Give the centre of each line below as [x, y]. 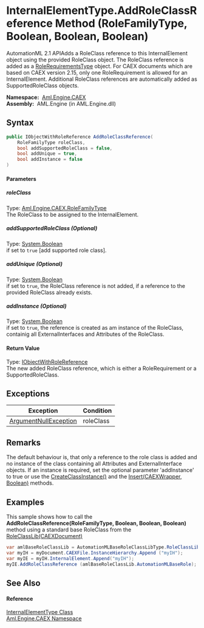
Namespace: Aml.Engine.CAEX [46, 97]
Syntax [20, 123]
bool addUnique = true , [47, 154]
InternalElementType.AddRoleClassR [102, 11]
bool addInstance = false [50, 159]
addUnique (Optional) [34, 264]
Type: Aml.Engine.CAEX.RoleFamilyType [57, 208]
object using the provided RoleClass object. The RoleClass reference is [95, 60]
